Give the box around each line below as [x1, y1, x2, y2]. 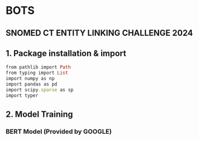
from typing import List [5, 70, 68, 76]
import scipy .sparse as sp [5, 87, 74, 93]
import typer [5, 92, 39, 99]
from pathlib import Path [5, 64, 71, 70]
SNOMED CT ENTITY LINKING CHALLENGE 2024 [5, 28, 194, 38]
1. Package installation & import [5, 48, 126, 58]
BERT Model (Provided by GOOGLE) [5, 127, 113, 136]
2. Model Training [5, 110, 73, 120]
